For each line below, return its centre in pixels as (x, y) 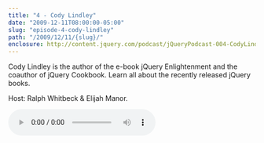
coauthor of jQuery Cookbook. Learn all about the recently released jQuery (130, 75)
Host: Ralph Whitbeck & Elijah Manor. (68, 98)
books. (19, 84)
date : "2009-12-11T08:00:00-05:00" (66, 23)
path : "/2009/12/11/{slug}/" (56, 37)
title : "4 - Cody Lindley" (52, 15)
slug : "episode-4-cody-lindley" (61, 30)
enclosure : (26, 45)
